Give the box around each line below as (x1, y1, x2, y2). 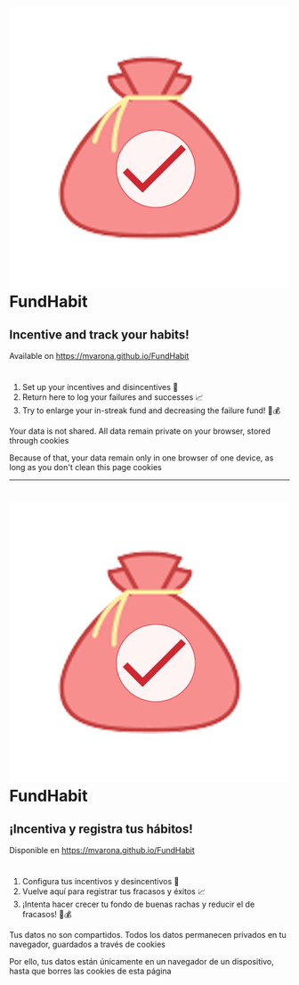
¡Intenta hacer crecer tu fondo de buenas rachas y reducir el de (21, 899, 255, 910)
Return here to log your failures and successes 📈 (21, 392, 204, 403)
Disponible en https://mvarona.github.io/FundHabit (9, 845, 196, 856)
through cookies (9, 436, 69, 446)
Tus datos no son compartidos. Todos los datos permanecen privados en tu (9, 930, 287, 940)
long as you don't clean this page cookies (9, 462, 162, 473)
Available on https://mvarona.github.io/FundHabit (9, 351, 190, 361)
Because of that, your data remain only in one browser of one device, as (9, 452, 274, 463)
